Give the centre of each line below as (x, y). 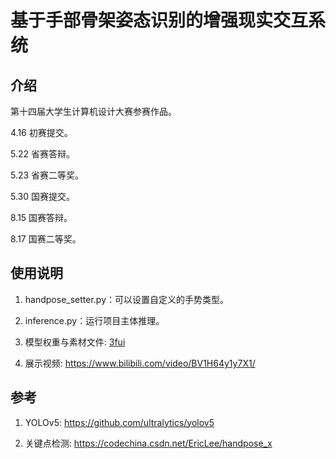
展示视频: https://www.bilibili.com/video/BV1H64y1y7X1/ (140, 363)
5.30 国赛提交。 (43, 196)
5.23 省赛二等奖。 (47, 175)
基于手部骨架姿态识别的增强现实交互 (159, 20)
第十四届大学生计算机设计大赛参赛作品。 (93, 111)
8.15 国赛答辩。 (41, 217)
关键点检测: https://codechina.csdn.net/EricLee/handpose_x (148, 443)
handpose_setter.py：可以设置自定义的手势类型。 (127, 299)
